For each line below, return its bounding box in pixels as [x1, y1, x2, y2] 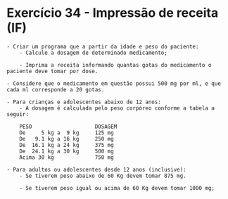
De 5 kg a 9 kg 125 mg [19, 129, 114, 136]
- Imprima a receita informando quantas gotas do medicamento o [19, 61, 212, 68]
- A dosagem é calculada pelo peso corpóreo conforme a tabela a [19, 104, 215, 112]
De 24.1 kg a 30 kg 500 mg [19, 148, 114, 155]
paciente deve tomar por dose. [6, 68, 99, 75]
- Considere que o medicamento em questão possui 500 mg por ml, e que [6, 79, 221, 87]
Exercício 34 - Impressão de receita [6, 5, 219, 21]
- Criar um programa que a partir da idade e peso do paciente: [6, 43, 199, 50]
